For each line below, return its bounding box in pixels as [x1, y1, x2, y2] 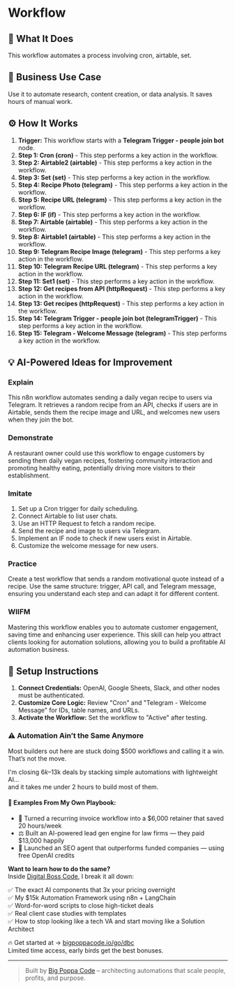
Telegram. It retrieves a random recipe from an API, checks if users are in [8, 401, 218, 409]
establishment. [8, 471, 51, 479]
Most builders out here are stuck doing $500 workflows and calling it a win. [8, 747, 225, 755]
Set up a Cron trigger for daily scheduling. [17, 504, 139, 512]
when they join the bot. [8, 415, 74, 424]
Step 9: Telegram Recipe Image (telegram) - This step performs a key [17, 247, 221, 255]
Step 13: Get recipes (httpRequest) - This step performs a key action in [17, 299, 225, 308]
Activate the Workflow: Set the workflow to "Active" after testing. [17, 713, 208, 722]
